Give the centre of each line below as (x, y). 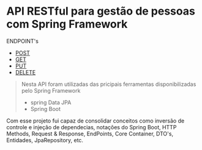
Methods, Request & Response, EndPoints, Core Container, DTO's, (90, 134)
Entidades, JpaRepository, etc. (45, 140)
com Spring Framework (67, 24)
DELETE (25, 72)
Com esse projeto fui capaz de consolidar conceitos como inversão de (95, 121)
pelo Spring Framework (51, 90)
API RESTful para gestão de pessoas (101, 11)
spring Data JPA (51, 102)
